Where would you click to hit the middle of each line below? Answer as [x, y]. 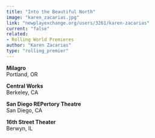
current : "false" [28, 28]
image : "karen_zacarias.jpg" [43, 17]
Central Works [25, 86]
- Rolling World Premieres [40, 40]
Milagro [16, 68]
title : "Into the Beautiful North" [51, 12]
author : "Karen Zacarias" [39, 46]
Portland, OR [22, 74]
